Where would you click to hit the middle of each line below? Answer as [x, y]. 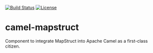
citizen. [13, 46]
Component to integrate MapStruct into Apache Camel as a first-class [76, 41]
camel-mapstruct [42, 27]
